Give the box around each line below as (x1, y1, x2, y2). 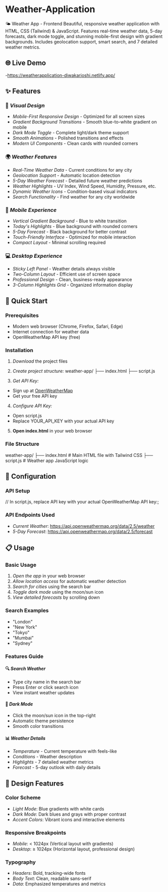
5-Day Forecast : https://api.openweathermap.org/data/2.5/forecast (12, 528, 153, 534)
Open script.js (12, 413, 42, 419)
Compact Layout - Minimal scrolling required (12, 240, 106, 246)
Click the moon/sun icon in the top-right (12, 712, 96, 718)
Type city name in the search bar (12, 679, 82, 685)
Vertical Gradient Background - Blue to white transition (12, 218, 127, 224)
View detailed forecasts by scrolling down (12, 594, 100, 601)
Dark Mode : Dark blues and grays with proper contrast (12, 811, 127, 817)
